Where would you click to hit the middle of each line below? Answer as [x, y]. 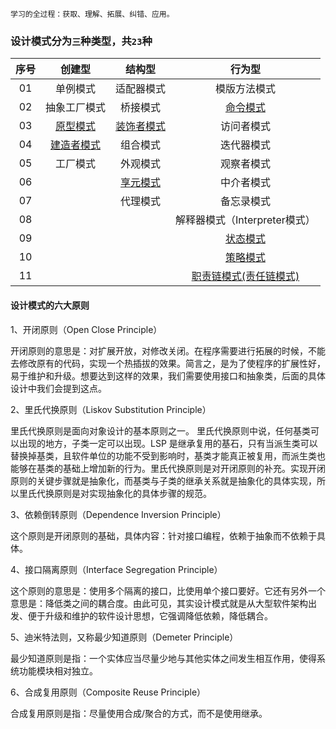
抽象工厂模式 [76, 108]
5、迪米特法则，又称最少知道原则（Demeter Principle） [124, 637]
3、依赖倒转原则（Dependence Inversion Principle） [118, 514]
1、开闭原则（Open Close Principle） [86, 329]
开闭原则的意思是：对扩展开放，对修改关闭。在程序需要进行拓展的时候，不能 [168, 350]
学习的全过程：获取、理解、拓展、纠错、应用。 [92, 14]
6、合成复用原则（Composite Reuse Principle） [108, 692]
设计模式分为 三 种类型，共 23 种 [81, 41]
